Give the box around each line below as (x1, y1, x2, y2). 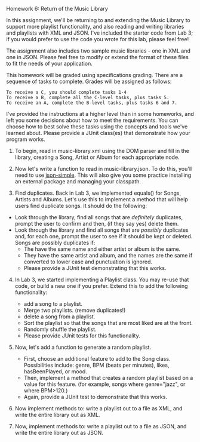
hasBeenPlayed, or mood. (23, 368, 88, 375)
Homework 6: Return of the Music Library (6, 5, 109, 12)
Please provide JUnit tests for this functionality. (23, 332, 140, 339)
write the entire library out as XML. (14, 412, 100, 418)
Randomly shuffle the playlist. (23, 326, 97, 333)
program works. (6, 136, 46, 143)
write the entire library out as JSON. (14, 429, 103, 436)
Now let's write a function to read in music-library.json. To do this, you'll (14, 165, 192, 172)
